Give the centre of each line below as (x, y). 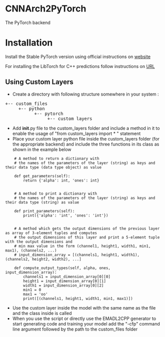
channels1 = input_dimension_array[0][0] (67, 276)
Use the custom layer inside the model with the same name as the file (84, 307)
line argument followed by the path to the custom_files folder (75, 329)
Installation (29, 43)
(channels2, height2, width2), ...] (43, 259)
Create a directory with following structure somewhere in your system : (85, 94)
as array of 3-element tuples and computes (51, 233)
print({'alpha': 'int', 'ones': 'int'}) (66, 215)
